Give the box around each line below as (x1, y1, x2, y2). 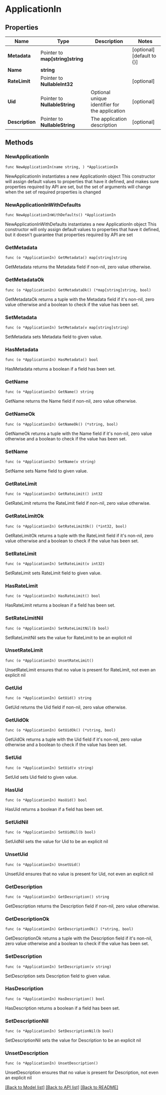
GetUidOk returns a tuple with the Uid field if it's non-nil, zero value (5, 736, 142, 743)
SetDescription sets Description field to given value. (5, 973, 111, 979)
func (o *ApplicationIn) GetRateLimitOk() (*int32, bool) (5, 524, 127, 529)
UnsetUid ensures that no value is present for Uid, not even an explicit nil (5, 871, 154, 877)
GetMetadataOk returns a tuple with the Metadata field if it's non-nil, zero (5, 296, 155, 302)
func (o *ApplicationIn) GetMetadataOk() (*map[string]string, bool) (5, 287, 152, 292)
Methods (5, 139, 34, 147)
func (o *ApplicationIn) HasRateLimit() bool (5, 594, 100, 599)
